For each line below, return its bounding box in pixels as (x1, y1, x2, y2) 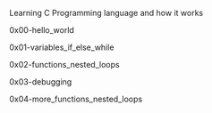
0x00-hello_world (9, 25, 74, 35)
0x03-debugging (9, 77, 72, 87)
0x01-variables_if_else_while (9, 42, 114, 52)
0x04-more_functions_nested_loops (9, 93, 143, 104)
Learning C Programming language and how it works (9, 8, 204, 18)
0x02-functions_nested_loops (9, 60, 120, 69)
